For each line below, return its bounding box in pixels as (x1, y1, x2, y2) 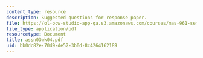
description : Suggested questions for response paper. (6, 14, 147, 21)
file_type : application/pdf (6, 25, 77, 32)
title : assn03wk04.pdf (6, 37, 63, 43)
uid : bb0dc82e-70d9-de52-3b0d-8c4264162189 (6, 43, 118, 49)
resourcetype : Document (6, 31, 66, 37)
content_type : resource (6, 8, 66, 15)
